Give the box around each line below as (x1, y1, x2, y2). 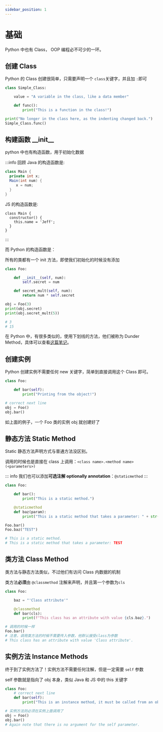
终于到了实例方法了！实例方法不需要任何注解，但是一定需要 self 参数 (5, 666, 144, 672)
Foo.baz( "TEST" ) (5, 527, 38, 532)
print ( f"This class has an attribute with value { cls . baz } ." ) (22, 616, 151, 620)
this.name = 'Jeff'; (14, 219, 55, 224)
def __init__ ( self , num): (14, 275, 66, 280)
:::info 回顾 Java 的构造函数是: (5, 160, 65, 166)
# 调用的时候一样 (5, 624, 35, 629)
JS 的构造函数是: (5, 201, 38, 207)
